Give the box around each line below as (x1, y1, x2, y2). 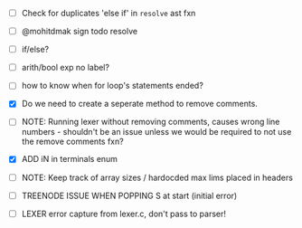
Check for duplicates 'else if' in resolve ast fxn (21, 8, 196, 18)
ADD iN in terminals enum (21, 154, 118, 165)
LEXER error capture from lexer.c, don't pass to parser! (21, 208, 227, 219)
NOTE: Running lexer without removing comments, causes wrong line (21, 117, 280, 128)
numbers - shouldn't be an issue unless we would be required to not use (21, 127, 292, 138)
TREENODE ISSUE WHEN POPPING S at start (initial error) (21, 190, 238, 201)
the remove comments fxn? (21, 136, 124, 147)
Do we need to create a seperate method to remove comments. (21, 99, 259, 109)
